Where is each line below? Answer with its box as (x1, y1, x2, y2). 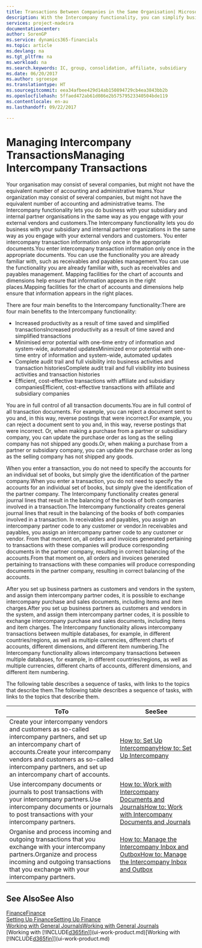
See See (145, 707, 168, 716)
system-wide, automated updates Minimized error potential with (14, 345, 173, 353)
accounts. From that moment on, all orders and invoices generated (6, 554, 170, 561)
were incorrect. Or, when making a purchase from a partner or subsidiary (6, 428, 188, 435)
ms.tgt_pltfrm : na (6, 54, 52, 60)
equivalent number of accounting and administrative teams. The (6, 200, 165, 207)
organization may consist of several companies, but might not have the (6, 194, 182, 201)
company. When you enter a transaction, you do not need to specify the (6, 478, 183, 485)
